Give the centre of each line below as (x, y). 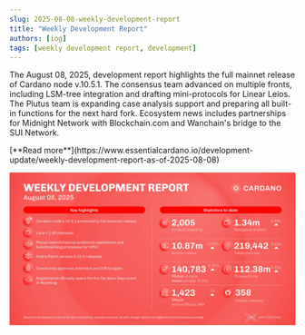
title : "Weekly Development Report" (79, 29)
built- (282, 103)
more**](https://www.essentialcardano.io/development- (149, 151)
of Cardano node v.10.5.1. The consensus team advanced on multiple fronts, (151, 84)
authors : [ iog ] (38, 38)
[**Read (26, 151)
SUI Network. (34, 133)
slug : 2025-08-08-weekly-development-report (95, 19)
